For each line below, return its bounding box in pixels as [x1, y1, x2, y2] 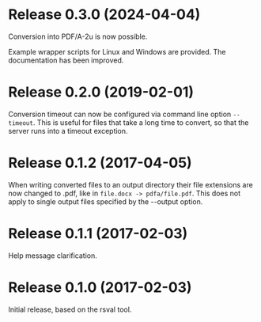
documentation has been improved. [8, 55, 124, 65]
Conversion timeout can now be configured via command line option [8, 109, 232, 119]
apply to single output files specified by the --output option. [8, 196, 203, 206]
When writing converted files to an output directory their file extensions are [8, 180, 253, 189]
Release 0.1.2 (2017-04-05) [8, 154, 192, 172]
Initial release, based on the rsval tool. [8, 305, 132, 314]
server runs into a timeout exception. [8, 126, 128, 135]
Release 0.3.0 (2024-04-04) [8, 6, 201, 24]
